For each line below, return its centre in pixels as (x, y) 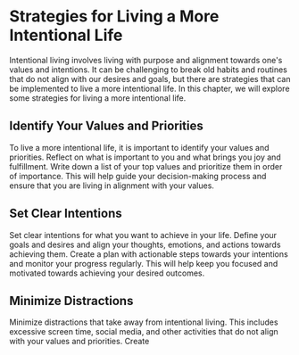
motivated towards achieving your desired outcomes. (107, 273)
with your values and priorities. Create (79, 342)
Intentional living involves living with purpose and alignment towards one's (146, 60)
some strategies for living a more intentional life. (98, 98)
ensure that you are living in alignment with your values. (112, 186)
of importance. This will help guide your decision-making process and (138, 176)
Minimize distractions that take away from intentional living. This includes (144, 322)
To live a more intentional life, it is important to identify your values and (139, 147)
